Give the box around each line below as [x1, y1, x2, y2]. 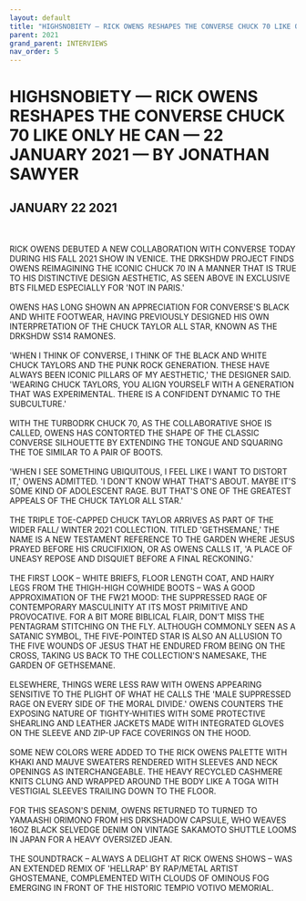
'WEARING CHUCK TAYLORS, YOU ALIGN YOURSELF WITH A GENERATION [9, 379, 294, 390]
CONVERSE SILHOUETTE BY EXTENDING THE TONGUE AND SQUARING [9, 437, 284, 448]
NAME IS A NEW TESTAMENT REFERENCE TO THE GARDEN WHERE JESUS [9, 534, 295, 545]
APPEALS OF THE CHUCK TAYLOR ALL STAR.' [9, 496, 184, 507]
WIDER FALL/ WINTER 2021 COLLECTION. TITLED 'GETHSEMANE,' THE [9, 525, 280, 536]
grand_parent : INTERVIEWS [9, 38, 107, 48]
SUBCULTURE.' [9, 398, 66, 410]
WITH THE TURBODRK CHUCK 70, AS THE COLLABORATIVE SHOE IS [9, 418, 272, 429]
